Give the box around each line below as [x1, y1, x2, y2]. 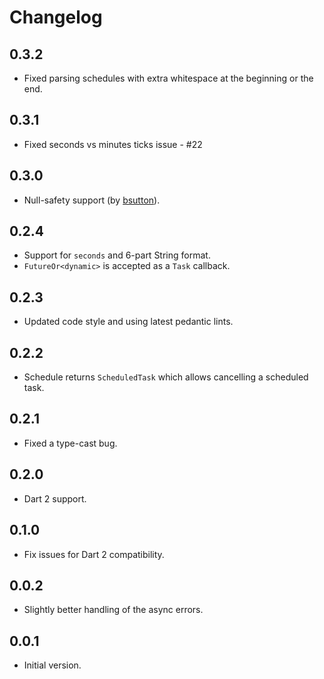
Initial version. [23, 659, 82, 671]
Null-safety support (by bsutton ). [23, 194, 161, 206]
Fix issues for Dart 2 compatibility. [23, 548, 165, 560]
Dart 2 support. [23, 492, 87, 505]
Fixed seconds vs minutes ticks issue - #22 [23, 138, 203, 150]
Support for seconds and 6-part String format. [23, 249, 211, 261]
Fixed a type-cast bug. [23, 437, 118, 449]
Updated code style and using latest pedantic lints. [23, 316, 234, 328]
